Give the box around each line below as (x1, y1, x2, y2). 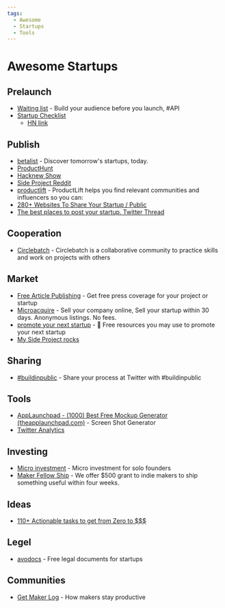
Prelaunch (7, 86, 52, 97)
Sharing (7, 355, 42, 367)
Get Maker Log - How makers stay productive (16, 593, 146, 601)
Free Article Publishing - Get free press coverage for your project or (16, 291, 209, 299)
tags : (7, 10, 23, 17)
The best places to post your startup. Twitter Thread (16, 208, 165, 216)
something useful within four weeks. (16, 478, 120, 487)
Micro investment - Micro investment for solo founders (16, 464, 171, 472)
